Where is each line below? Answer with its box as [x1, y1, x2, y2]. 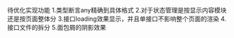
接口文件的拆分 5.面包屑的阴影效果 [7, 23, 106, 31]
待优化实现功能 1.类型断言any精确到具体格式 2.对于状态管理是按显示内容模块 [7, 6, 227, 14]
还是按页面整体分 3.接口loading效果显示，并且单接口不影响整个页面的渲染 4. [7, 15, 227, 23]
